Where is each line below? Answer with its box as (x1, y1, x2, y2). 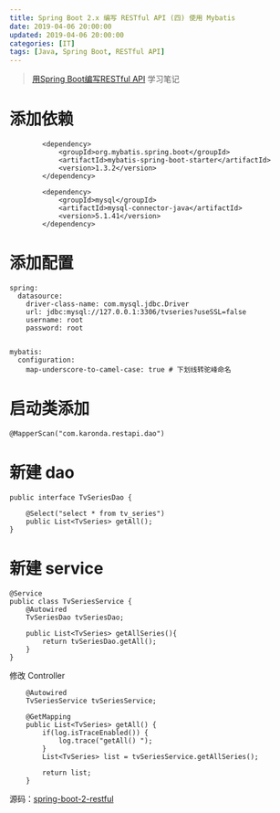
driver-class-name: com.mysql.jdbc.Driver (26, 300, 190, 309)
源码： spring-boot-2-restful (9, 793, 114, 804)
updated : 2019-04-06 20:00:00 (9, 30, 125, 39)
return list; (42, 768, 92, 777)
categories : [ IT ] (9, 38, 76, 48)
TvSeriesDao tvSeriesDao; (26, 613, 125, 622)
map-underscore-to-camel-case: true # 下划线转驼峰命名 (26, 365, 232, 375)
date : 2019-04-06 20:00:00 (9, 22, 112, 31)
